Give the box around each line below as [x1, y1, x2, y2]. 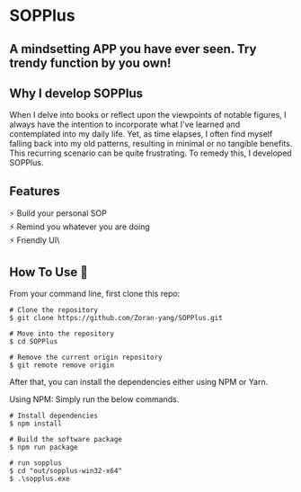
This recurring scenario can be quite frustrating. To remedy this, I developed [9, 148, 292, 158]
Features [9, 183, 60, 199]
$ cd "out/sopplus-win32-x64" [9, 467, 123, 476]
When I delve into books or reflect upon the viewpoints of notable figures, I [9, 110, 287, 121]
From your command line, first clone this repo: [9, 289, 181, 300]
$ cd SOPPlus [9, 337, 58, 346]
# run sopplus [9, 459, 63, 468]
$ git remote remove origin [9, 361, 115, 370]
